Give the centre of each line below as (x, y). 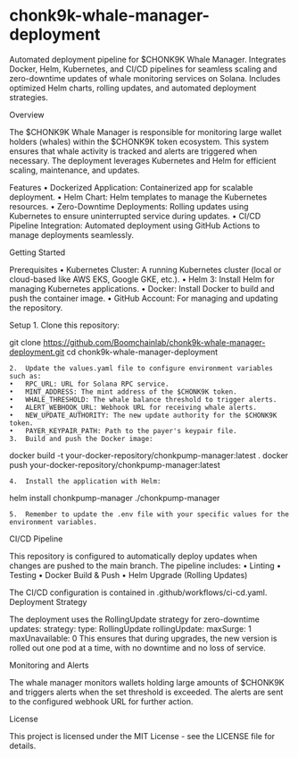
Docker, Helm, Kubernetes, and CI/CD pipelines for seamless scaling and (143, 69)
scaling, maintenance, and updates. (74, 170)
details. (23, 745)
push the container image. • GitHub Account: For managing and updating (144, 298)
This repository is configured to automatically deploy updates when (133, 556)
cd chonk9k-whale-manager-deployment (142, 352)
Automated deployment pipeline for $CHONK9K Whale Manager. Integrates (148, 59)
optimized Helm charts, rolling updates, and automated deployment (133, 88)
